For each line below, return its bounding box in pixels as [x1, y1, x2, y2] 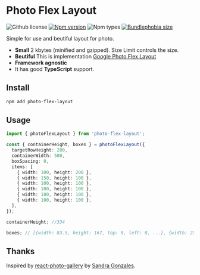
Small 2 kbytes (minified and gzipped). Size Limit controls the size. [14, 46, 179, 54]
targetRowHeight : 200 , [11, 147, 68, 153]
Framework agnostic [14, 59, 67, 66]
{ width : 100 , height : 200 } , [17, 169, 92, 175]
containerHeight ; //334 [6, 219, 65, 225]
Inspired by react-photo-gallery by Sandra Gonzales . [6, 262, 136, 269]
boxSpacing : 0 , [11, 158, 49, 164]
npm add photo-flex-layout [6, 98, 73, 104]
